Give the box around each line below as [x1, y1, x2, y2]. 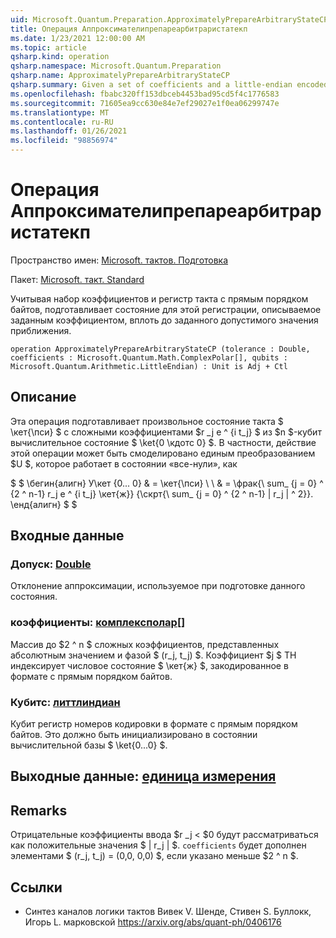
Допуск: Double [10, 557, 92, 571]
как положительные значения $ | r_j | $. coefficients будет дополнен [10, 839, 307, 851]
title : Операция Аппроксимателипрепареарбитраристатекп [10, 24, 248, 34]
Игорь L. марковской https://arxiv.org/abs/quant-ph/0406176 [24, 916, 282, 928]
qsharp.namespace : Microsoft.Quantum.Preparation [10, 61, 222, 71]
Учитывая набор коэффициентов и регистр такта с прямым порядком [10, 292, 309, 305]
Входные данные [10, 527, 125, 545]
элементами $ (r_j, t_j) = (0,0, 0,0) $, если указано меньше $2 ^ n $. [10, 850, 299, 862]
